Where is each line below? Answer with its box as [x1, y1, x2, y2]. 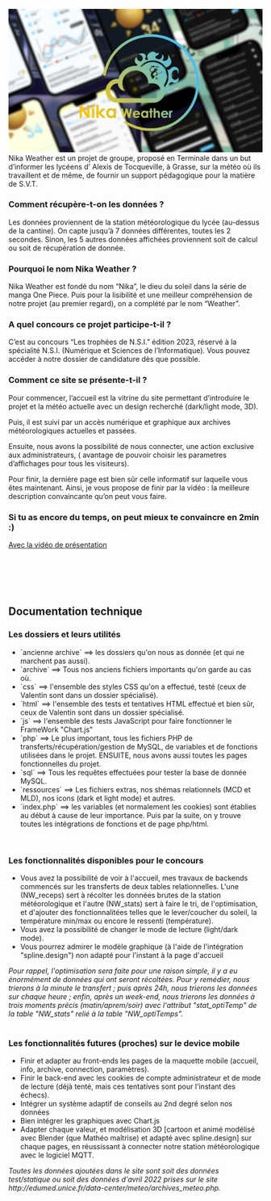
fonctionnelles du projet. [19, 758, 102, 768]
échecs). [19, 1090, 50, 1100]
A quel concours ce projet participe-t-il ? [8, 319, 172, 330]
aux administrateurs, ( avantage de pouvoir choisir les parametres [8, 450, 227, 460]
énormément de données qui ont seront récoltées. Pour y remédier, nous [8, 974, 250, 984]
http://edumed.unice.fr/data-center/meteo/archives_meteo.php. [8, 1183, 221, 1193]
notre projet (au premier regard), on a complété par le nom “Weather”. [8, 299, 240, 309]
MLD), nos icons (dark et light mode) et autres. [19, 793, 176, 803]
